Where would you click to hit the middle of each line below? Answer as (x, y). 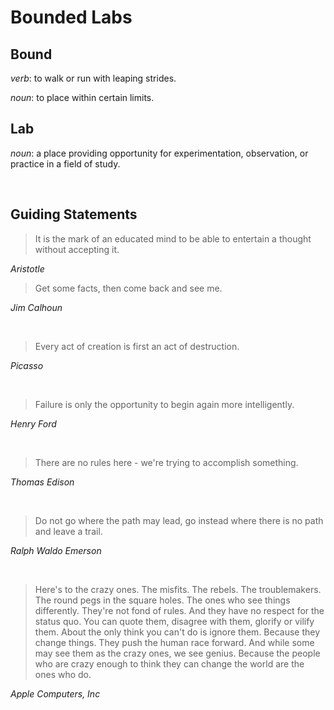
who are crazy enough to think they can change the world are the (169, 663)
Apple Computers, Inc (55, 693)
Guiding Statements (74, 214)
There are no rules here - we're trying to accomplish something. (166, 462)
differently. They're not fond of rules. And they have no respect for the (179, 610)
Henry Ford (33, 423)
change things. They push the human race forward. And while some (174, 642)
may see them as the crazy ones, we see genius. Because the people (177, 653)
